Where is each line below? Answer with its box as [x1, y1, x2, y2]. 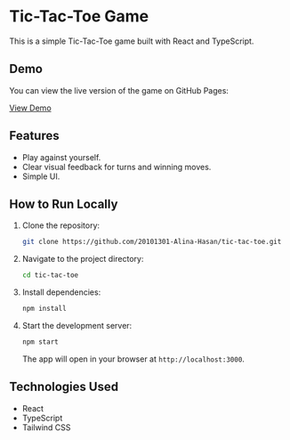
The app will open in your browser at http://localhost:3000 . [21, 354, 245, 364]
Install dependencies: [21, 287, 101, 297]
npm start [21, 338, 60, 346]
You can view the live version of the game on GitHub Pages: [9, 85, 230, 95]
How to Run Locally [9, 196, 118, 211]
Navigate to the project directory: [21, 254, 144, 265]
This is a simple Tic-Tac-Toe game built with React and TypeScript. [9, 36, 254, 46]
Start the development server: [21, 321, 133, 330]
